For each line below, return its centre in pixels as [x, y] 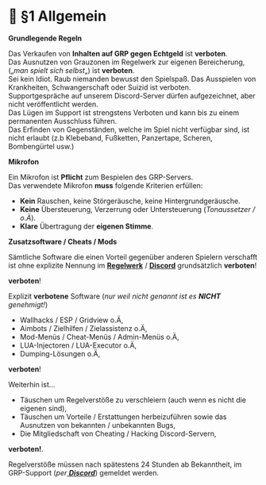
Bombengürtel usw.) [41, 146]
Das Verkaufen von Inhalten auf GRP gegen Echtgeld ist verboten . [118, 53]
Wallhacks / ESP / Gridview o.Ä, [71, 320]
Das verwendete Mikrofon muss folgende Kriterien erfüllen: [106, 185]
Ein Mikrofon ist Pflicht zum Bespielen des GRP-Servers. [101, 177]
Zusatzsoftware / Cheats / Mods [63, 241]
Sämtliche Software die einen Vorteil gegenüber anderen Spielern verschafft [133, 256]
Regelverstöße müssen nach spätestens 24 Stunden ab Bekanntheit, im [125, 464]
